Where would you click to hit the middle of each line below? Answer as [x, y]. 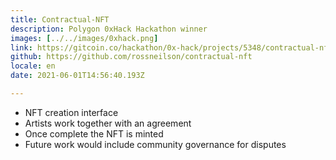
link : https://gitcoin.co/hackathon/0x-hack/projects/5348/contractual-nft [171, 47]
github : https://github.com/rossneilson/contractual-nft [131, 57]
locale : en [33, 66]
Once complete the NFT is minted [94, 133]
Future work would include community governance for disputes [155, 144]
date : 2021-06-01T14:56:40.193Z [77, 76]
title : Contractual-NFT [60, 19]
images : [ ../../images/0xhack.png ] [84, 38]
